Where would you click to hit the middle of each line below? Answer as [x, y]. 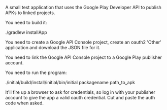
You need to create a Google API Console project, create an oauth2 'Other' [83, 42]
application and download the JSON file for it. [53, 47]
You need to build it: [26, 23]
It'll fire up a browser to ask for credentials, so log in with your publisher [80, 92]
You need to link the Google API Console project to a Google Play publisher [84, 57]
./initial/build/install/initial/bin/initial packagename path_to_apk [70, 82]
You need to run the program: [36, 72]
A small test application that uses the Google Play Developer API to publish [83, 7]
